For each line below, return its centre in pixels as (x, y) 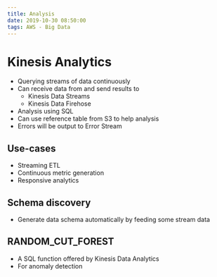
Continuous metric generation (60, 173)
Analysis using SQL (45, 111)
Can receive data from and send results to (78, 89)
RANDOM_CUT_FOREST (61, 241)
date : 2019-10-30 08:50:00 (47, 20)
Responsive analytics (48, 180)
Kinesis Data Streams (59, 97)
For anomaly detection (50, 266)
